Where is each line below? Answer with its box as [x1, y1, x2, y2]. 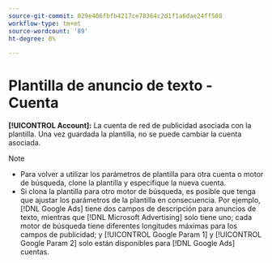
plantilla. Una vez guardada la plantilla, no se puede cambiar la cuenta [8, 129, 242, 139]
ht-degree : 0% [8, 34, 57, 43]
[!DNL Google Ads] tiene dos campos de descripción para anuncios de [19, 204, 257, 213]
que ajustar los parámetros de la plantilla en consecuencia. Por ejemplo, [19, 196, 261, 205]
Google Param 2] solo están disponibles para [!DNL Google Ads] [19, 239, 236, 248]
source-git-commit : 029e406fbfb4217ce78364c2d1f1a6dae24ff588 [8, 11, 223, 20]
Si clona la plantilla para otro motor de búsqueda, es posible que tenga [19, 187, 257, 196]
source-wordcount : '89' [8, 27, 89, 35]
